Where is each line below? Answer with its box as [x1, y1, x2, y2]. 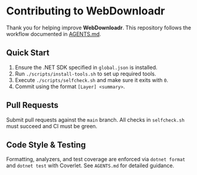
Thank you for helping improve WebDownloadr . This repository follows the [6, 24, 192, 31]
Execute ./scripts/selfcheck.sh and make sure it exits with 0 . [14, 76, 169, 83]
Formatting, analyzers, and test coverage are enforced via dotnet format [6, 156, 186, 163]
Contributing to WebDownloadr [6, 4, 165, 18]
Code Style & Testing [6, 140, 86, 150]
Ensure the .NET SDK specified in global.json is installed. [14, 64, 157, 71]
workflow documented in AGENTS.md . [6, 30, 102, 37]
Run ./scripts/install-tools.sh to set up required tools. [14, 70, 157, 77]
